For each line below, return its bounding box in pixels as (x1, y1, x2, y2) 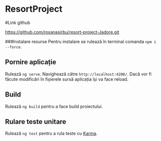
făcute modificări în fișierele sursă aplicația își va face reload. (5, 76, 129, 82)
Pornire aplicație (5, 58, 56, 67)
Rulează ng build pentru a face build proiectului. (5, 103, 103, 109)
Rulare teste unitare (5, 117, 67, 126)
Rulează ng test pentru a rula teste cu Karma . (5, 131, 98, 137)
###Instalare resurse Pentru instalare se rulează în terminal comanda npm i (5, 38, 157, 45)
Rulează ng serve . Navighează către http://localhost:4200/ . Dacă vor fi (5, 71, 152, 77)
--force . (5, 44, 22, 49)
